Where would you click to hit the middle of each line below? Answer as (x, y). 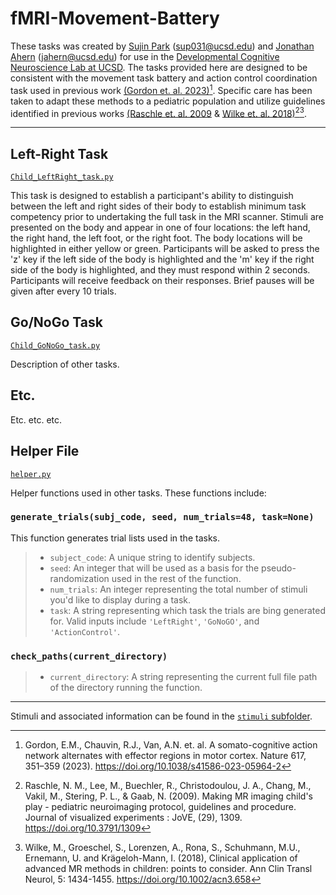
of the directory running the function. (126, 688)
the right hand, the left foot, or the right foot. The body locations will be (156, 238)
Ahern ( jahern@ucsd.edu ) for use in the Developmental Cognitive (145, 56)
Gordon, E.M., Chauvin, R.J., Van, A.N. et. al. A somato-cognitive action (171, 745)
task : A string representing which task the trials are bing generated (187, 610)
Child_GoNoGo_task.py (55, 345)
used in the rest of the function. (176, 578)
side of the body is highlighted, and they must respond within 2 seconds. (160, 270)
